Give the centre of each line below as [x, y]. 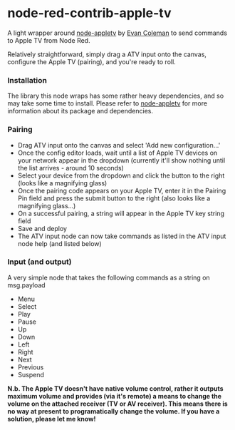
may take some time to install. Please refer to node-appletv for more [108, 103]
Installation [27, 80]
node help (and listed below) [59, 243]
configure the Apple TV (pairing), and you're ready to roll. [92, 61]
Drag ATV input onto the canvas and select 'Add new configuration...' [119, 145]
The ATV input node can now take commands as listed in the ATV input [122, 236]
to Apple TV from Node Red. [49, 40]
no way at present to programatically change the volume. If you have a [114, 411]
